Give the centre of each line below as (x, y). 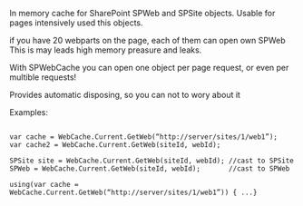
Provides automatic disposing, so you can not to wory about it (125, 95)
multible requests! (43, 77)
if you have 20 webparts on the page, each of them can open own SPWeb (147, 40)
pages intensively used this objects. (76, 23)
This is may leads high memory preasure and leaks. (106, 50)
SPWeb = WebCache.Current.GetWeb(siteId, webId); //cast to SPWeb (150, 169)
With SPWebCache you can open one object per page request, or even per (149, 68)
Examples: (29, 112)
